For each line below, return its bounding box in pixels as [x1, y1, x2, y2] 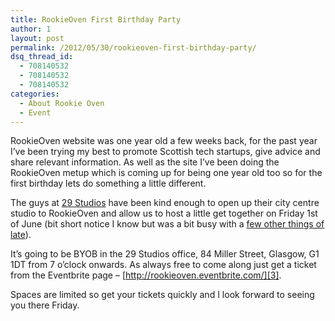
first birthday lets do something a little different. [10, 177, 207, 190]
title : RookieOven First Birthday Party [10, 14, 182, 25]
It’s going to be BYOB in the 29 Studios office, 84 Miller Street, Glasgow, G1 [10, 248, 320, 260]
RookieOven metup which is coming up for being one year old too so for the [10, 167, 323, 179]
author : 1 [10, 24, 52, 34]
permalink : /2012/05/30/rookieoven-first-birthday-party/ [10, 42, 257, 53]
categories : [10, 89, 60, 99]
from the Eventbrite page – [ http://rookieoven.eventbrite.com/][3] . [10, 269, 282, 281]
